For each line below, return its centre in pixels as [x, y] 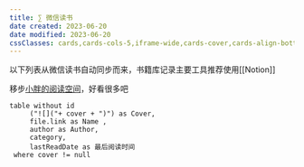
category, [48, 138]
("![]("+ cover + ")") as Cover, [92, 114]
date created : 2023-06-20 [58, 26]
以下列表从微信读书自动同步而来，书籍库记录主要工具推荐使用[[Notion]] [142, 70]
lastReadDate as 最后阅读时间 [82, 147]
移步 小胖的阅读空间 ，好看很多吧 [69, 89]
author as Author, [64, 130]
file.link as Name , [68, 122]
